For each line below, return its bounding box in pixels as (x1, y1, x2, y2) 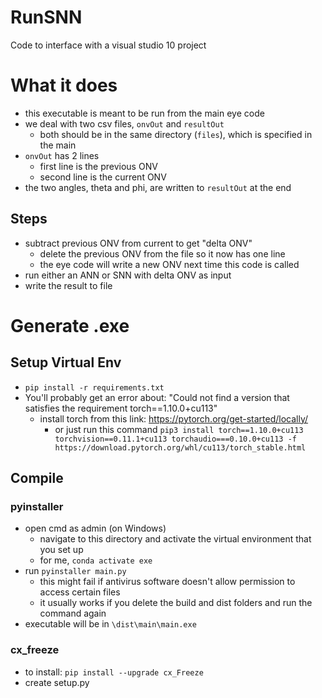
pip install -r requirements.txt (24, 382, 165, 393)
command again (39, 607, 107, 620)
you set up (39, 544, 84, 556)
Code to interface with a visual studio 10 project (10, 39, 207, 51)
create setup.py (24, 676, 90, 688)
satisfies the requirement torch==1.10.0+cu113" (24, 402, 218, 414)
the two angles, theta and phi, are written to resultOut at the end (24, 181, 292, 193)
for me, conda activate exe (39, 554, 153, 566)
